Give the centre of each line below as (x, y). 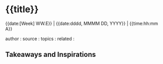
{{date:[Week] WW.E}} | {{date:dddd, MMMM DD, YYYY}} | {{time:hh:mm (82, 23)
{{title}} (22, 9)
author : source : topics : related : (40, 39)
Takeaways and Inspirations (51, 55)
